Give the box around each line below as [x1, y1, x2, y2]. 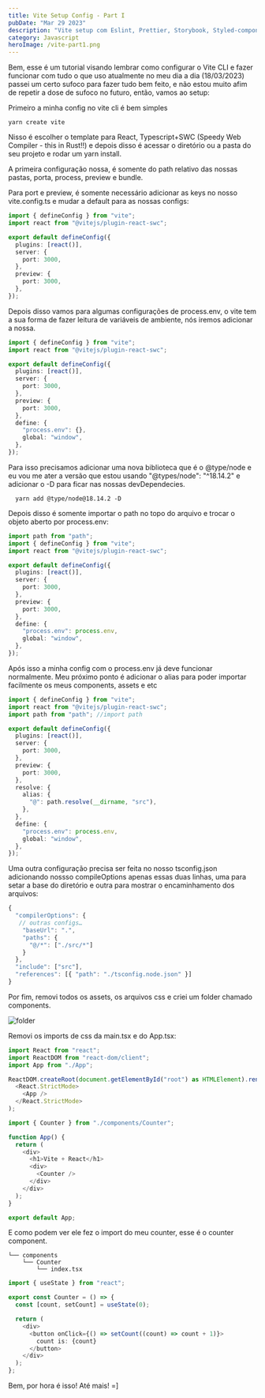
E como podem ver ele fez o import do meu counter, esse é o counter [8, 1228, 234, 1238]
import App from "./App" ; [8, 1061, 93, 1069]
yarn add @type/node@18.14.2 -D [15, 495, 122, 503]
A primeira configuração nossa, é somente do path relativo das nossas [8, 164, 238, 174]
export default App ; [8, 1214, 77, 1222]
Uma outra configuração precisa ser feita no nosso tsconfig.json [8, 864, 218, 873]
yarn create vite [8, 119, 65, 126]
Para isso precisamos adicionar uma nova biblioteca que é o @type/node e [8, 462, 252, 472]
